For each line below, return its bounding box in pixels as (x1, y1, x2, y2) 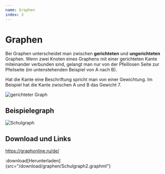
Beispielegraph (5, 106, 54, 115)
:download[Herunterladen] (5, 158, 61, 164)
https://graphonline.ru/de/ (5, 148, 59, 154)
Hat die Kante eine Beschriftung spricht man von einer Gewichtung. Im (5, 76, 153, 82)
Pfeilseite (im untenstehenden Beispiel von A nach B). (5, 67, 117, 73)
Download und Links (5, 135, 71, 143)
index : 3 (5, 12, 24, 17)
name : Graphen (5, 7, 36, 13)
